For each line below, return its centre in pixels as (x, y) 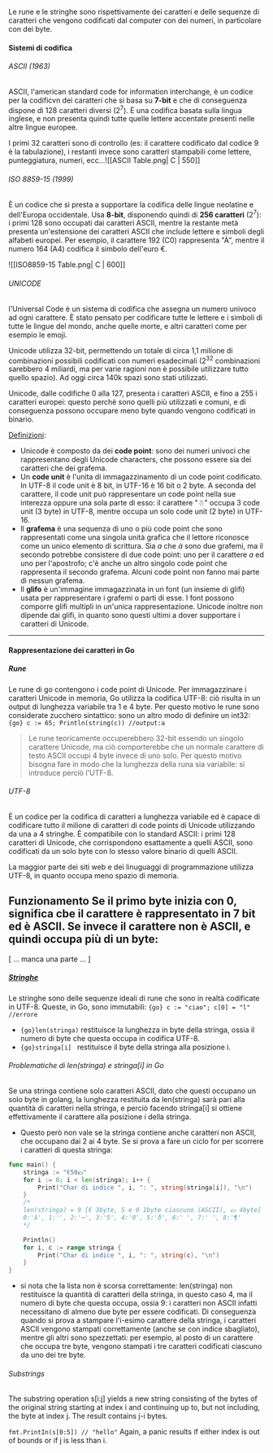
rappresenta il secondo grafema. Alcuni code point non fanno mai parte (140, 572)
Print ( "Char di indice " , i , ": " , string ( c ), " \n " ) (129, 1255)
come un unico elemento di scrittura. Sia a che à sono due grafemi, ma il (142, 546)
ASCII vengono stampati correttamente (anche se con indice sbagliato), (140, 1329)
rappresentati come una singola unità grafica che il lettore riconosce (134, 537)
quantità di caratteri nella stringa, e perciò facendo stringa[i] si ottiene (125, 1108)
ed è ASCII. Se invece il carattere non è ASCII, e (130, 927)
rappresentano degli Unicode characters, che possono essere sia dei (136, 460)
